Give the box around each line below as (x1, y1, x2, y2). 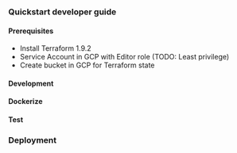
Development (8, 78, 54, 88)
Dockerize (8, 97, 43, 106)
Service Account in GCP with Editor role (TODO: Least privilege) (19, 52, 230, 62)
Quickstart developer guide (8, 6, 117, 17)
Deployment (8, 134, 57, 145)
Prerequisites (8, 26, 54, 36)
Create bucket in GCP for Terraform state (19, 60, 155, 70)
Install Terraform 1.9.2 (19, 44, 91, 53)
